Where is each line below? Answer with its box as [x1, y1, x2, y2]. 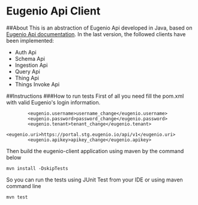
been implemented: [6, 37, 54, 44]
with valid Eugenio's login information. [6, 98, 101, 106]
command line [6, 182, 41, 189]
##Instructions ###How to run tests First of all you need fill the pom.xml [6, 92, 184, 99]
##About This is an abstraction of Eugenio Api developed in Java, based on [6, 24, 193, 31]
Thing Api [14, 74, 39, 81]
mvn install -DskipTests [6, 165, 68, 171]
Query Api [14, 68, 40, 75]
